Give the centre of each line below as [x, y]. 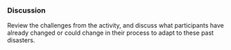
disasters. [21, 40]
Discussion [27, 10]
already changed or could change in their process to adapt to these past [110, 33]
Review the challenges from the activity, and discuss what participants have [115, 26]
